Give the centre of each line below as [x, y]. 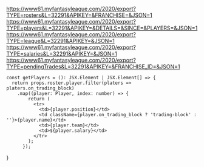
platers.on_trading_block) [40, 88]
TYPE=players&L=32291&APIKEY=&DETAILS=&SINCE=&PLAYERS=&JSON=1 [102, 28]
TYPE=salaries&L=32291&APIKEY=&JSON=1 [62, 54]
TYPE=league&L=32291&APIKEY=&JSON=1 [61, 41]
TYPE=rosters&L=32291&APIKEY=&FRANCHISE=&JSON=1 [80, 15]
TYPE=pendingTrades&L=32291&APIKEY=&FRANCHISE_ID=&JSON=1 [93, 67]
